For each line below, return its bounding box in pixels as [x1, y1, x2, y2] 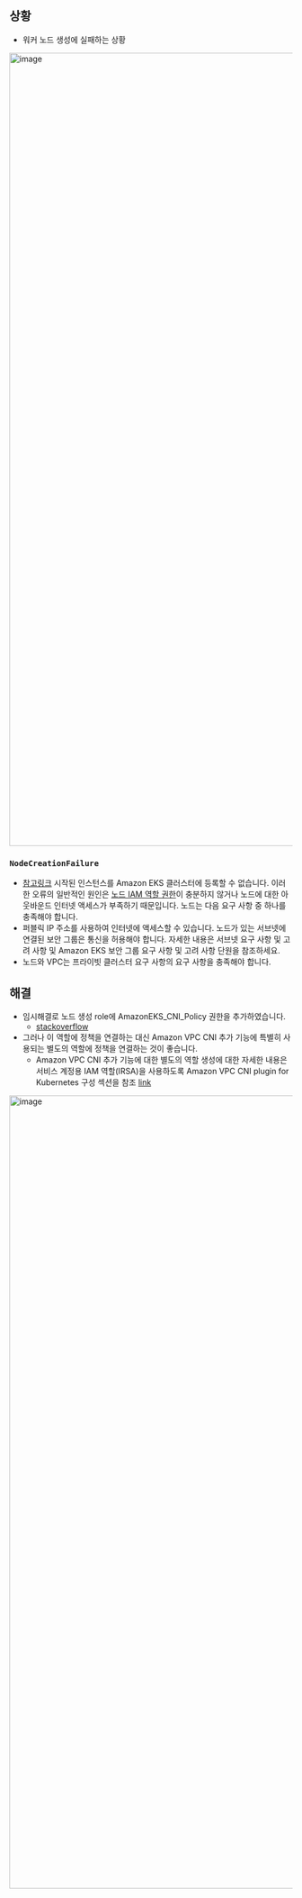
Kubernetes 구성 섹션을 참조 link [35, 1076, 152, 1088]
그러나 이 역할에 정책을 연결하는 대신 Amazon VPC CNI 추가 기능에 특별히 [22, 1031, 281, 1043]
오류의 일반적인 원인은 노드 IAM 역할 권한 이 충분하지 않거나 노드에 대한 [31, 889, 280, 899]
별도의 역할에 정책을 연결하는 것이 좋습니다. [46, 1043, 198, 1054]
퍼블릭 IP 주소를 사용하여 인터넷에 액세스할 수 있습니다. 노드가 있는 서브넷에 [22, 923, 287, 934]
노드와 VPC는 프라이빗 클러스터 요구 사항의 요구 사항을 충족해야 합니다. [22, 956, 271, 967]
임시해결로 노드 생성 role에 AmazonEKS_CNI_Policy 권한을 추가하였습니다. [22, 1010, 286, 1021]
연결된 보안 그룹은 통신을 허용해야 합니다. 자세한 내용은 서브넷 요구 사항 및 [22, 934, 281, 944]
